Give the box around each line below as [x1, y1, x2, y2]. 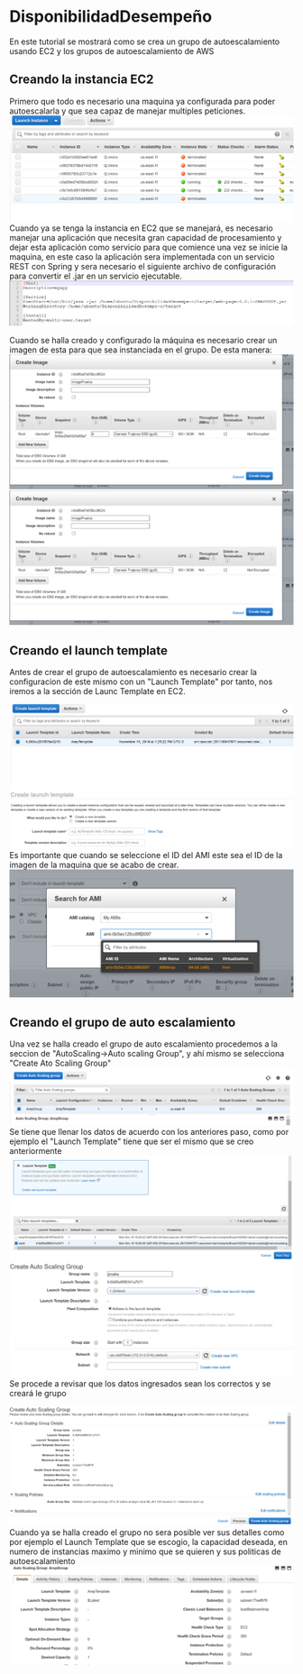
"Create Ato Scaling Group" [9, 1057, 112, 1069]
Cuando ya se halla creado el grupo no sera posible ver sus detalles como [9, 1526, 285, 1538]
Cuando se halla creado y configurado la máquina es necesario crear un [9, 335, 278, 346]
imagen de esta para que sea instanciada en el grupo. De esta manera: [9, 344, 272, 355]
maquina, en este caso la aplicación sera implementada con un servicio [9, 252, 275, 262]
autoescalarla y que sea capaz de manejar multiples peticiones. [9, 105, 246, 116]
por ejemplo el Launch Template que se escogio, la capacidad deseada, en [9, 1536, 289, 1547]
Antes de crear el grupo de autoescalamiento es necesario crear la [9, 667, 257, 678]
